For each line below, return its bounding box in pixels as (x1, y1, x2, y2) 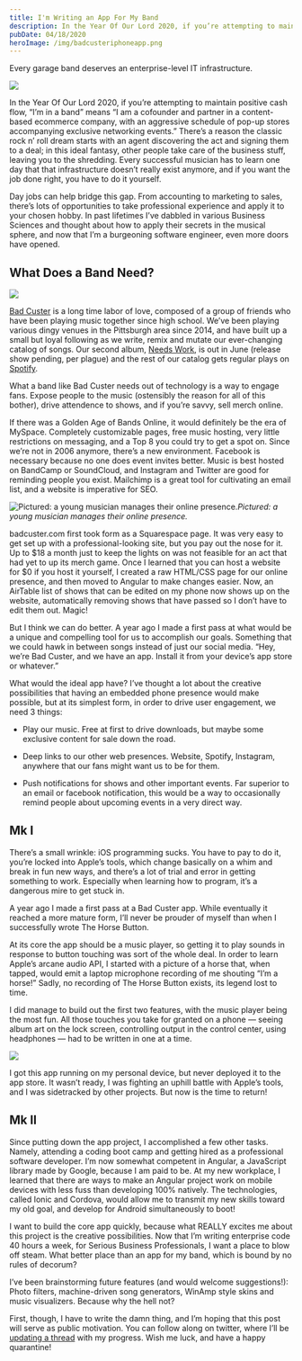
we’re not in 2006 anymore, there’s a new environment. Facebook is (9, 446, 261, 457)
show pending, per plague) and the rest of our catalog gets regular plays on (9, 354, 290, 364)
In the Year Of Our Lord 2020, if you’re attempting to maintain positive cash (9, 97, 288, 108)
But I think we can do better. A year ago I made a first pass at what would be (9, 622, 292, 633)
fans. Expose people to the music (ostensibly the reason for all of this (9, 390, 266, 401)
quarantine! (9, 1341, 52, 1352)
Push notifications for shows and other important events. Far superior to (22, 778, 289, 789)
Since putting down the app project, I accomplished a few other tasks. (9, 1136, 269, 1147)
